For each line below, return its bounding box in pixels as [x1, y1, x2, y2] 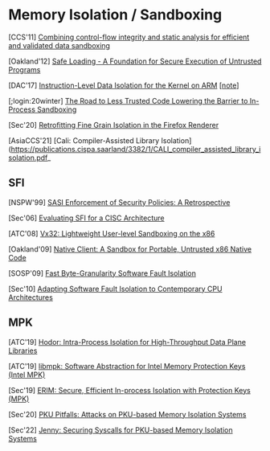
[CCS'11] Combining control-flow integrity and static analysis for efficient [8, 32, 250, 42]
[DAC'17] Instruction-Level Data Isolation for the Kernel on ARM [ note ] [8, 80, 239, 90]
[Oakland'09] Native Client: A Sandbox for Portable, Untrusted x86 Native [8, 244, 252, 254]
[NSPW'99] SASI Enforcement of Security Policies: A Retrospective [8, 197, 231, 207]
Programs [8, 64, 41, 74]
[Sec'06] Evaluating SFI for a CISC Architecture [8, 213, 165, 223]
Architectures [8, 292, 54, 302]
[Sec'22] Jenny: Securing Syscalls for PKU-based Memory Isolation [8, 424, 233, 435]
